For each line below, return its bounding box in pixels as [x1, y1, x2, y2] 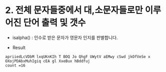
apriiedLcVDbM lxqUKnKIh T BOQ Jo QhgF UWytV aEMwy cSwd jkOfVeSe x [5, 54, 151, 59]
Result [12, 44, 26, 50]
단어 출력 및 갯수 [23, 17, 86, 28]
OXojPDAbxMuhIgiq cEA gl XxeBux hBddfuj [5, 58, 91, 63]
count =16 [5, 63, 26, 68]
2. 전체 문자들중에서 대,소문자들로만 [5, 4, 143, 16]
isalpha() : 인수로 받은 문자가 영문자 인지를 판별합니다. [12, 34, 118, 40]
